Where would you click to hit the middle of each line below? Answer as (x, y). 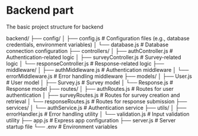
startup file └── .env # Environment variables (62, 126)
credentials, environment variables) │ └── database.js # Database (87, 45)
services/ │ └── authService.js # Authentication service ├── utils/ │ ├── (96, 107)
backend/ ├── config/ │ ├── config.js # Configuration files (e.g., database (98, 38)
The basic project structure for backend (55, 27)
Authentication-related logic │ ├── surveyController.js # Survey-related (94, 57)
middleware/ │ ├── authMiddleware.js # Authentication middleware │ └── (98, 69)
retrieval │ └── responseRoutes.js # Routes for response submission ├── (97, 101)
